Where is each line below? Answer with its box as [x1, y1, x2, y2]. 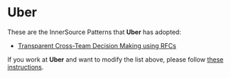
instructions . [7, 62, 44, 71]
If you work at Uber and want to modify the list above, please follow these [7, 55, 224, 64]
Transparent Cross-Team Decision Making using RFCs [17, 41, 176, 50]
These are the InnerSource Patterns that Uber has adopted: [7, 28, 181, 36]
